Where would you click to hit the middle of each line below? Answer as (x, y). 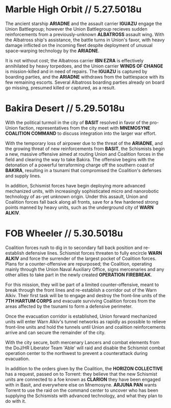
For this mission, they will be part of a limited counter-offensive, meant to (82, 284)
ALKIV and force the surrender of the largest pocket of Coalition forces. (81, 258)
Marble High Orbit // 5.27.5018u (74, 9)
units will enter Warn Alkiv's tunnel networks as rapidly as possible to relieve (86, 321)
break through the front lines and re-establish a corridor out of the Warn (81, 290)
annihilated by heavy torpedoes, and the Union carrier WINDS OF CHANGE (84, 66)
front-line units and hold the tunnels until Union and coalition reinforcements (86, 327)
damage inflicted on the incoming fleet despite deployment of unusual (79, 45)
